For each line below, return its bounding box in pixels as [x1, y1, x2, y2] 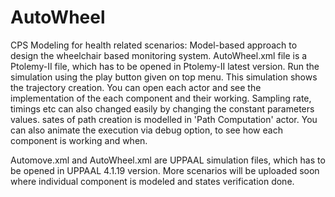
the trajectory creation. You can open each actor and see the [10, 81, 262, 93]
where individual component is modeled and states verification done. [10, 175, 295, 187]
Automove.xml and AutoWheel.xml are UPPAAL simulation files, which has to [10, 154, 326, 166]
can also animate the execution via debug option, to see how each [10, 124, 283, 136]
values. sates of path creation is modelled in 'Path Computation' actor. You [10, 113, 318, 125]
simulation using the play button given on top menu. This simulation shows [10, 71, 318, 83]
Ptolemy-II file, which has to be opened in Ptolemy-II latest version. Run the [10, 60, 320, 72]
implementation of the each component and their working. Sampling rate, [10, 92, 312, 104]
